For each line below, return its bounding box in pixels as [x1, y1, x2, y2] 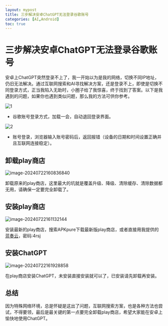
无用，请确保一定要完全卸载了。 [5, 186, 71, 192]
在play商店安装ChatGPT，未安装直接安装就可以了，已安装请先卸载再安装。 [5, 272, 159, 278]
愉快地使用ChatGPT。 [5, 315, 50, 321]
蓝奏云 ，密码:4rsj [5, 232, 41, 238]
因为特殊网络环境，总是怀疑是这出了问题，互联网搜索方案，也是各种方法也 [5, 303, 158, 309]
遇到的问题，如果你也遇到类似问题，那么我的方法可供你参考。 [5, 93, 132, 99]
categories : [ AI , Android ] [5, 17, 59, 22]
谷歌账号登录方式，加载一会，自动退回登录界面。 [12, 114, 113, 120]
